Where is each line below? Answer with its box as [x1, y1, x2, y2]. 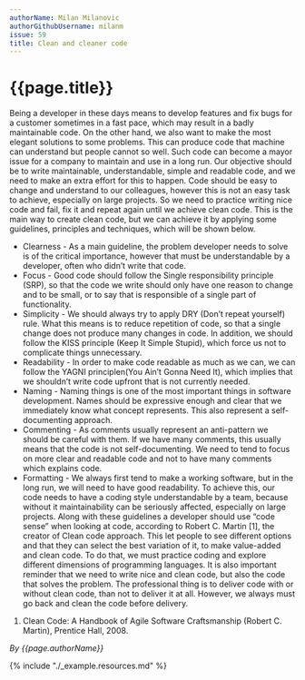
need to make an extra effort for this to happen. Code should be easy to [9, 175, 278, 186]
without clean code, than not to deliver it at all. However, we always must [22, 588, 295, 599]
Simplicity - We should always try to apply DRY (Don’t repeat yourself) [22, 309, 286, 320]
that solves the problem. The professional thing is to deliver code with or [22, 578, 294, 590]
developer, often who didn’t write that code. [22, 261, 186, 271]
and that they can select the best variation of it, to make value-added [22, 540, 281, 551]
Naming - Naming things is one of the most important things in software [22, 386, 292, 397]
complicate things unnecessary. [22, 347, 143, 359]
